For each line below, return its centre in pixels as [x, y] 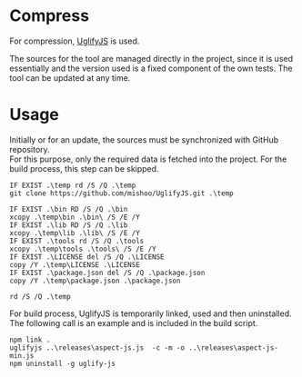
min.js [22, 355]
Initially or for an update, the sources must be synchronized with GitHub [144, 139]
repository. [30, 149]
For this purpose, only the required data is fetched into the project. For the [148, 159]
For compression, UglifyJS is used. [75, 41]
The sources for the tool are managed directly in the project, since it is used [151, 58]
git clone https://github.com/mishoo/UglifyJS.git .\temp [121, 193]
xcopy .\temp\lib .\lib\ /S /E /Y [75, 233]
